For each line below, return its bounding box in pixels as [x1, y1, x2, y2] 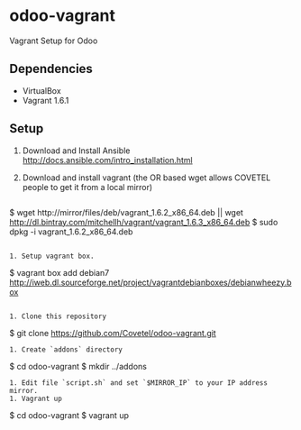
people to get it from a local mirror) [22, 181, 153, 192]
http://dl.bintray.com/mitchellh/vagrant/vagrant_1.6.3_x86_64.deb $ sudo [9, 216, 278, 227]
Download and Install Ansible [22, 145, 131, 156]
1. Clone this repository [9, 312, 106, 321]
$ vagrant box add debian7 [9, 267, 110, 278]
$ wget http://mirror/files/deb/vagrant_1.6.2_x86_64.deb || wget [9, 206, 243, 217]
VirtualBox [22, 85, 61, 96]
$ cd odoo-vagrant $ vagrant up [9, 409, 129, 420]
